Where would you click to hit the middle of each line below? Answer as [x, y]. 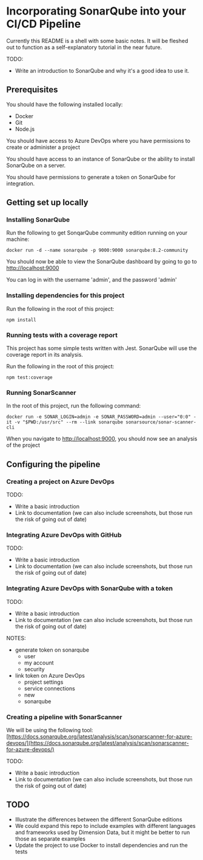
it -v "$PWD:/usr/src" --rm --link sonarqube [65, 422]
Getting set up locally [48, 203]
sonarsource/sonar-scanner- [161, 422]
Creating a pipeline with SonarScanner [64, 717]
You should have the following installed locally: [65, 104]
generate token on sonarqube [52, 650]
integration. [21, 184]
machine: [18, 239]
